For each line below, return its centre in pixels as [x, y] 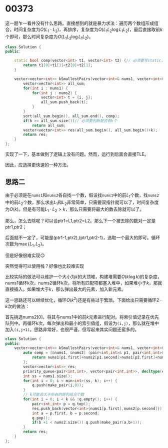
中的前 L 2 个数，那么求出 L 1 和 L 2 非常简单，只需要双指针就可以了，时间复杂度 [82, 203]
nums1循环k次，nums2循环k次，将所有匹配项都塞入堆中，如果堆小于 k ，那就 [84, 283]
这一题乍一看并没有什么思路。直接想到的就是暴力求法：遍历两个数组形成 [79, 23]
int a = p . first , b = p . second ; [65, 413]
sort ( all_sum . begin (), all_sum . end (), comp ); [71, 116]
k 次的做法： [17, 306]
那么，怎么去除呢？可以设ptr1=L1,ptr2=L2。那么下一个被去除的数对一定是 [80, 221]
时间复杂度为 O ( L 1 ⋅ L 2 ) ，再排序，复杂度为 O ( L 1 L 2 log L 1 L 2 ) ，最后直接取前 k [88, 30]
